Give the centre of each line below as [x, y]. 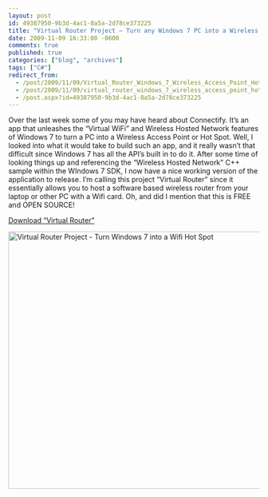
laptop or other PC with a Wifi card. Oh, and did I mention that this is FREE [130, 197]
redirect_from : [33, 75]
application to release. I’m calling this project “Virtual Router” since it [121, 180]
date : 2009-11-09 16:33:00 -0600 [64, 38]
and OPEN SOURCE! [41, 205]
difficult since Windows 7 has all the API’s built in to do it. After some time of [133, 154]
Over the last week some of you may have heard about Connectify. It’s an [129, 120]
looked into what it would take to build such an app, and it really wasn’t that [132, 145]
